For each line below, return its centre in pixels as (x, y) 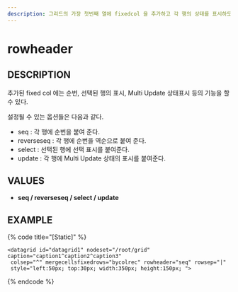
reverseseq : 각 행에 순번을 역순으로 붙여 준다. (82, 140)
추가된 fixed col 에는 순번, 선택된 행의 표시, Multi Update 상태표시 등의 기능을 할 (119, 93)
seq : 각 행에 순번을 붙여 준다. (59, 132)
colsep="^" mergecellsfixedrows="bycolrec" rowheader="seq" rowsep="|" (118, 262)
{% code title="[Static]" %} (47, 237)
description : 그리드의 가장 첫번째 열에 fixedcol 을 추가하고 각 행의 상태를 (108, 14)
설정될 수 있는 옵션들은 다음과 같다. (56, 117)
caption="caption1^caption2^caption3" (64, 256)
